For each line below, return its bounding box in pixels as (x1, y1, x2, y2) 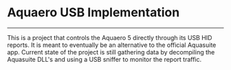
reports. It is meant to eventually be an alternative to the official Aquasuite (7, 41, 217, 49)
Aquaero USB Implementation (7, 5, 180, 20)
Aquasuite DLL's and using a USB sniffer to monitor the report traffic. (7, 55, 202, 63)
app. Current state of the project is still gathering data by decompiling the (7, 48, 215, 56)
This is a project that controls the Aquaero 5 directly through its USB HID (7, 33, 212, 41)
